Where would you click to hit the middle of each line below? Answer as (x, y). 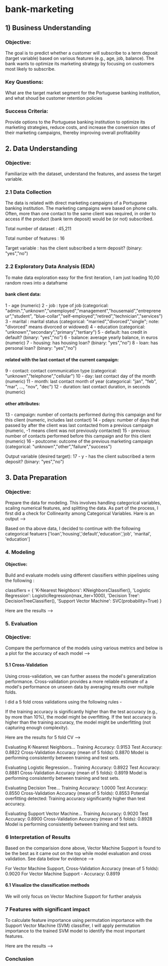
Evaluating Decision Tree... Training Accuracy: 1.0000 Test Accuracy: (76, 788)
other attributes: (23, 403)
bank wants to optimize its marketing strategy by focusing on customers (80, 63)
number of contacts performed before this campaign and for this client (78, 436)
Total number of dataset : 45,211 (38, 229)
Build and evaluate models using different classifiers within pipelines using (82, 575)
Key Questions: (24, 82)
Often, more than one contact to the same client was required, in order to (81, 214)
